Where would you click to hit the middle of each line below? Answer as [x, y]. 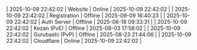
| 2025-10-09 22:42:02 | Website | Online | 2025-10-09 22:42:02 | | [90, 9]
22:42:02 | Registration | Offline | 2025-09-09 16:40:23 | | [94, 15]
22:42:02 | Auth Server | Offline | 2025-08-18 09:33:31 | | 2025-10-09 [101, 22]
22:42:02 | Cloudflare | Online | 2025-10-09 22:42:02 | [74, 41]
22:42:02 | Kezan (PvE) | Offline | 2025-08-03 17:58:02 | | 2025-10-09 [93, 28]
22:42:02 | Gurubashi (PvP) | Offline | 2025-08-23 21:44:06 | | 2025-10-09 [99, 35]
